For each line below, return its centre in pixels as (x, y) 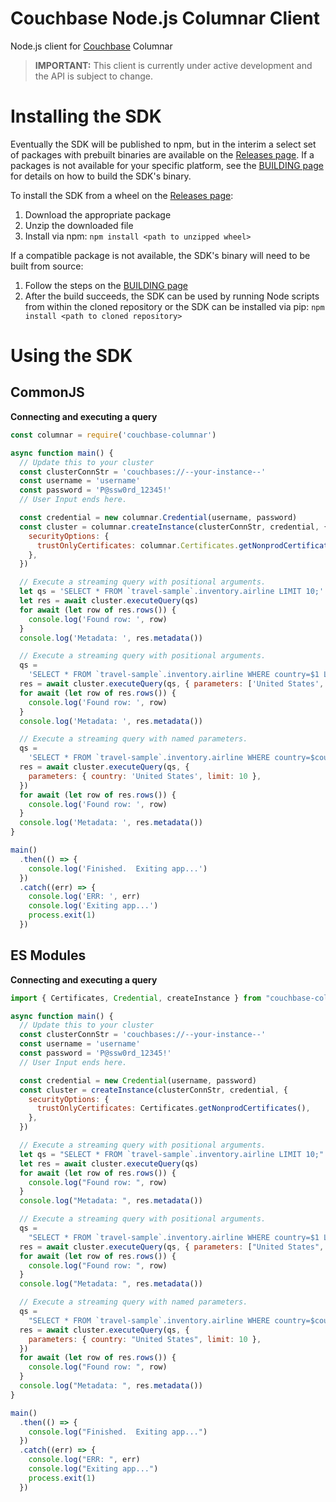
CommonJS (47, 392)
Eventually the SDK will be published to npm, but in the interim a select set (163, 144)
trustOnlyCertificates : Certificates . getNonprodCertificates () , (173, 1108)
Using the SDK (71, 356)
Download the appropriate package (98, 214)
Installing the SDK (86, 116)
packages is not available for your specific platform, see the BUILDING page (167, 165)
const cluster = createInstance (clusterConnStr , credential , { (153, 1090)
